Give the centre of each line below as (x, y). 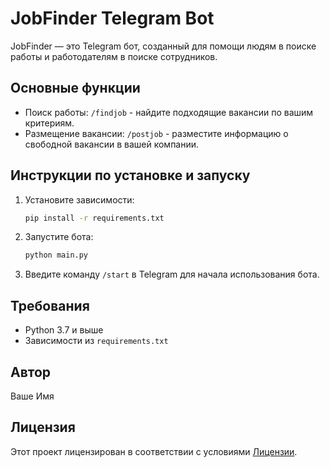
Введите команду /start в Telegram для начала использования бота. (172, 274)
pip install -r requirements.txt (94, 218)
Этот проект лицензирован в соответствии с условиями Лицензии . (154, 451)
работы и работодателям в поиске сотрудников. (114, 56)
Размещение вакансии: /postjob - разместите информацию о (156, 133)
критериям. (49, 123)
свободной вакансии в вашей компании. (112, 144)
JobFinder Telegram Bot (112, 18)
